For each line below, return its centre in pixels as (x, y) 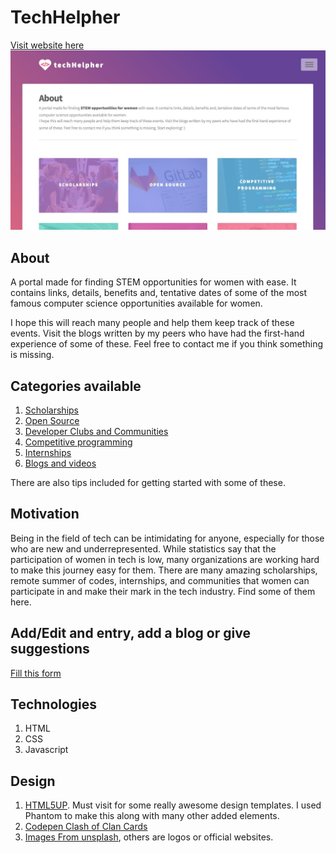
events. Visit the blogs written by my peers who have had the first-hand (157, 333)
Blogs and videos (60, 463)
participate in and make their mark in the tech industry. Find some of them (163, 591)
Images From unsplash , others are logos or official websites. (149, 837)
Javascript (46, 750)
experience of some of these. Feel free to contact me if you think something (167, 344)
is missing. (32, 355)
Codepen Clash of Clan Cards (86, 827)
